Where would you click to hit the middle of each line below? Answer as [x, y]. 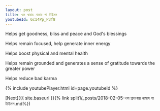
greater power [20, 68]
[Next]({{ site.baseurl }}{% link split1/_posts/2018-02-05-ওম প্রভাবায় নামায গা [79, 98]
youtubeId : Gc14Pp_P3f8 [30, 19]
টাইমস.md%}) [18, 104]
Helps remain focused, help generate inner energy [58, 44]
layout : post [19, 10]
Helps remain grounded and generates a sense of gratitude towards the [80, 63]
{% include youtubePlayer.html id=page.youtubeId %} [62, 88]
